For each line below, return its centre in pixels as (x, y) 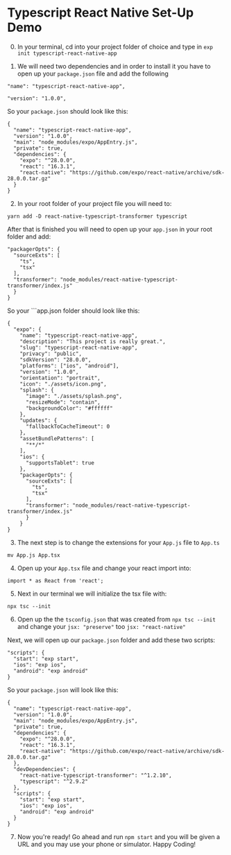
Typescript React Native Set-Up (101, 13)
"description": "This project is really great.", (93, 341)
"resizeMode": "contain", (63, 402)
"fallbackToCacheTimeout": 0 (68, 426)
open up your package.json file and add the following (93, 74)
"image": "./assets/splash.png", (74, 396)
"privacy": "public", (51, 354)
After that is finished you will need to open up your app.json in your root (110, 229)
